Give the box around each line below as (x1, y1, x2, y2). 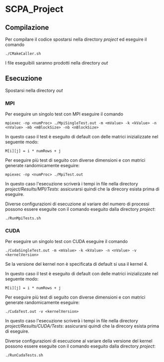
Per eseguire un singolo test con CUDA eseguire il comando (5, 239, 128, 244)
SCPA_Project (5, 3, 64, 15)
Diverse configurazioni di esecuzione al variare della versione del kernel (5, 338, 153, 344)
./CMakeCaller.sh (5, 51, 41, 56)
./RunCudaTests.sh (5, 353, 43, 358)
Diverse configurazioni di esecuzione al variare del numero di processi (5, 201, 150, 207)
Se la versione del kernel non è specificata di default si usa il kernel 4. (5, 261, 148, 267)
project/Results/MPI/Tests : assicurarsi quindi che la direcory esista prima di (5, 186, 160, 192)
